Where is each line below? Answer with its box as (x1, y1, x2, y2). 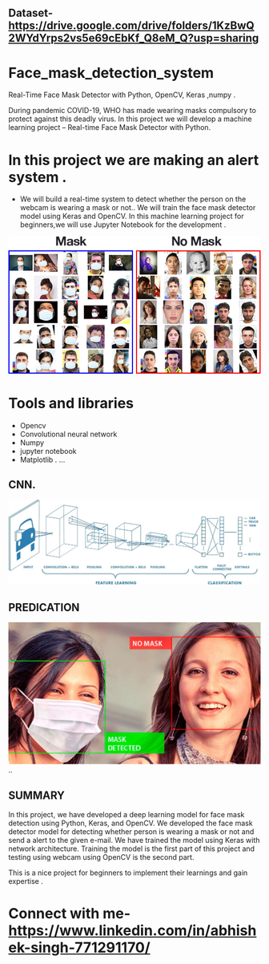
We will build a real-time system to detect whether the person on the (19, 194, 247, 204)
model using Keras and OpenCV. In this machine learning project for (19, 212, 244, 221)
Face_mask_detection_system (8, 63, 215, 82)
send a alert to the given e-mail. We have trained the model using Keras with (8, 836, 260, 845)
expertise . (8, 877, 44, 886)
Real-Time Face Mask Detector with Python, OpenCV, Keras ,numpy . (8, 90, 236, 99)
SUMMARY (8, 788, 66, 802)
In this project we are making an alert (8, 151, 259, 169)
